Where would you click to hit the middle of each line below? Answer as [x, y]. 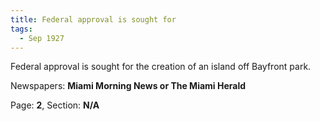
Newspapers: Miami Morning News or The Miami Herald [128, 86]
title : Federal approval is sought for [93, 19]
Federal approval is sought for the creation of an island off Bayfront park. [161, 67]
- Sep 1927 [42, 38]
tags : [21, 29]
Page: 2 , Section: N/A [55, 105]
